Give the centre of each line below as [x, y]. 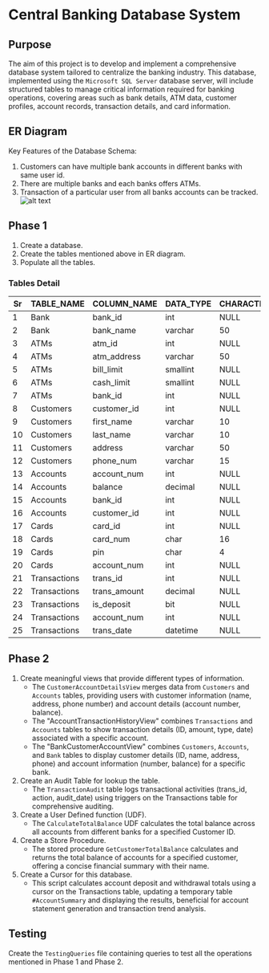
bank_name [114, 330]
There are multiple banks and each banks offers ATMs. [110, 183]
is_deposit [111, 604]
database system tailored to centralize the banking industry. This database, [132, 72]
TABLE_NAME [58, 303]
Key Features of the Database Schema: [73, 151]
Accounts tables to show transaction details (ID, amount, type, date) [143, 729]
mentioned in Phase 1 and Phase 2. [66, 962]
